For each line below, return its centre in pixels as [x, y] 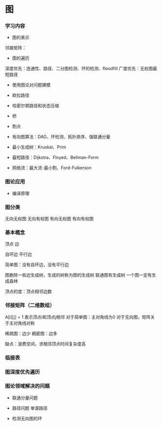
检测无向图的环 [27, 418]
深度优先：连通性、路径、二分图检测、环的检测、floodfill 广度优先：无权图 [79, 69]
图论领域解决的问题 [27, 386]
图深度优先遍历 [23, 372]
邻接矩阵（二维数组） [30, 306]
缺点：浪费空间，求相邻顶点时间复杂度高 [45, 344]
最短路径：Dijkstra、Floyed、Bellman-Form [55, 157]
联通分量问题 [25, 398]
